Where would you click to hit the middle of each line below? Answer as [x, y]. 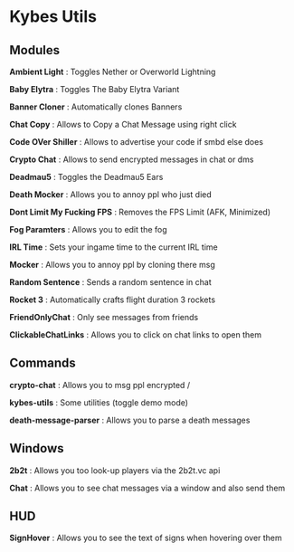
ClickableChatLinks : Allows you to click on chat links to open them [136, 335]
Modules [35, 50]
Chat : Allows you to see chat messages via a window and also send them [147, 488]
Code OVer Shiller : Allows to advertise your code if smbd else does [137, 142]
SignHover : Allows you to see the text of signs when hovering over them [146, 538]
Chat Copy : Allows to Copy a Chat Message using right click [123, 124]
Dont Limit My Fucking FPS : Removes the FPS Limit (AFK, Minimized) [140, 212]
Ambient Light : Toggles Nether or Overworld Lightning [113, 71]
